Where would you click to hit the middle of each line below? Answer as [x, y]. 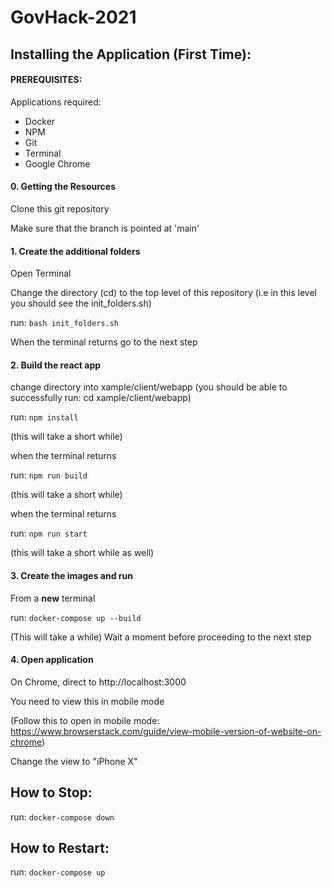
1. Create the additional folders [75, 251]
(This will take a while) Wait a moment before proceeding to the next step [161, 637]
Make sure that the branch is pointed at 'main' [105, 228]
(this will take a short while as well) [82, 553]
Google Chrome [57, 163]
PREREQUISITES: [46, 80]
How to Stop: [51, 792]
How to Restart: [60, 848]
